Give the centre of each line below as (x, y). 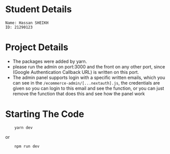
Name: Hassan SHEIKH (27, 23)
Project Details (37, 47)
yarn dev (24, 128)
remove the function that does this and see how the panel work (79, 93)
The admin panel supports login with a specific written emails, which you (89, 78)
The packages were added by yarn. (50, 61)
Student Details (39, 9)
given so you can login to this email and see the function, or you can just (88, 88)
